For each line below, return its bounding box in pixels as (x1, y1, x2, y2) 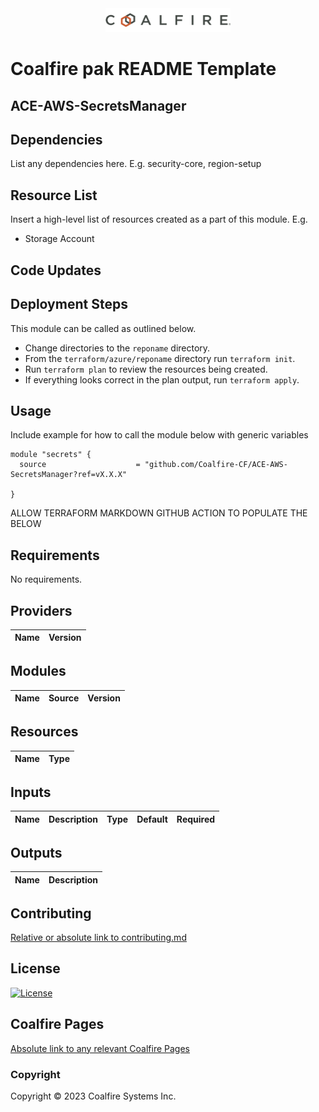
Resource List (10, 187, 98, 204)
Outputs (10, 844, 63, 861)
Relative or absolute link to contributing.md (10, 932, 187, 943)
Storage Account (24, 233, 95, 245)
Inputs (10, 783, 52, 801)
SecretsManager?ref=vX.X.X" (10, 470, 128, 480)
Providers (10, 602, 73, 619)
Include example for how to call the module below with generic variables (10, 429, 309, 441)
